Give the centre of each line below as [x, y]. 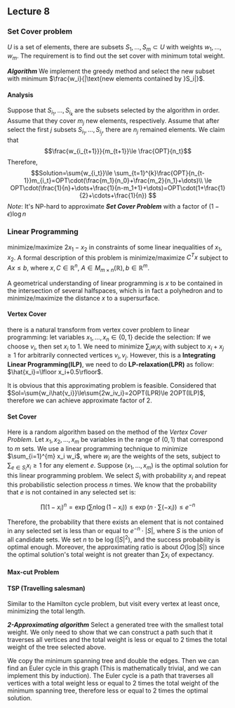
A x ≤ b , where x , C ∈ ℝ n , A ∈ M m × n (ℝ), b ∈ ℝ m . [78, 268]
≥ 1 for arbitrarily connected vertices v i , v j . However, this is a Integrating [112, 356]
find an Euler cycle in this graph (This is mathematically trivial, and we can [114, 668]
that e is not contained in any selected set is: [72, 492]
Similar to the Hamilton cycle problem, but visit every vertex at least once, [114, 604]
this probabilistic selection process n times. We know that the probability [112, 485]
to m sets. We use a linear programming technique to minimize [98, 449]
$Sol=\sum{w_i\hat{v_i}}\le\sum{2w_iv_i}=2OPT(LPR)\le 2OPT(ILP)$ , [106, 393]
